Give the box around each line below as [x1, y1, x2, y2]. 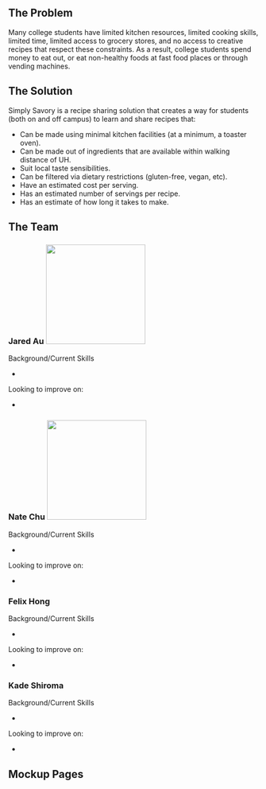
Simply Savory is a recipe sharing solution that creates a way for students [8, 105, 249, 115]
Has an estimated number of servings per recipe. [19, 189, 181, 198]
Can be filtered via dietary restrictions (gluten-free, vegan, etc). [19, 171, 228, 182]
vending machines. [8, 61, 71, 71]
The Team [8, 221, 60, 234]
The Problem [8, 6, 73, 20]
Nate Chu [8, 511, 45, 522]
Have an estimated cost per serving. [19, 180, 139, 189]
